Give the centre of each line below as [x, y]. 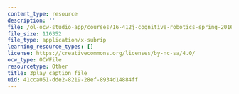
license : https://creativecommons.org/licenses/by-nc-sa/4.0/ [101, 54]
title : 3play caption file [47, 73]
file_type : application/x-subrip [57, 40]
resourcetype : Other [38, 66]
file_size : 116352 [34, 34]
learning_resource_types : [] [51, 47]
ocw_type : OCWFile [34, 60]
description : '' [31, 20]
